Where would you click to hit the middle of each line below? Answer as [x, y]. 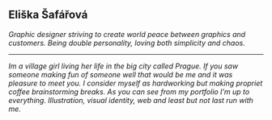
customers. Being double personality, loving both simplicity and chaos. [127, 43]
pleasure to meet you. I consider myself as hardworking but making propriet [136, 83]
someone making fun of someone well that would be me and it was [121, 74]
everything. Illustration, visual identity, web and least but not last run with [131, 100]
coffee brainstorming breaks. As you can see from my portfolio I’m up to [129, 91]
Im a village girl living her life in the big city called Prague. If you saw [123, 66]
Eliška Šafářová [48, 15]
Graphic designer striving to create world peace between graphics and [127, 34]
